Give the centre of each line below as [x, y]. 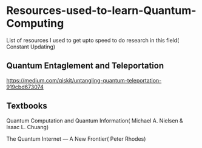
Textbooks [27, 106]
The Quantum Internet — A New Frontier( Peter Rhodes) [76, 139]
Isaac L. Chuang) [28, 127]
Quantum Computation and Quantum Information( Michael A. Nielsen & [95, 120]
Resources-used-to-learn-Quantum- [101, 11]
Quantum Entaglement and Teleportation [85, 66]
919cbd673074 [25, 87]
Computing [35, 23]
